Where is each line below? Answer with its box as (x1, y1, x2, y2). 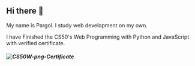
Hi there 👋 (6, 6, 44, 16)
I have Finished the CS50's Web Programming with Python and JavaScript (6, 33, 190, 40)
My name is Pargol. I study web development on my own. (6, 21, 148, 29)
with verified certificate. (6, 39, 65, 46)
